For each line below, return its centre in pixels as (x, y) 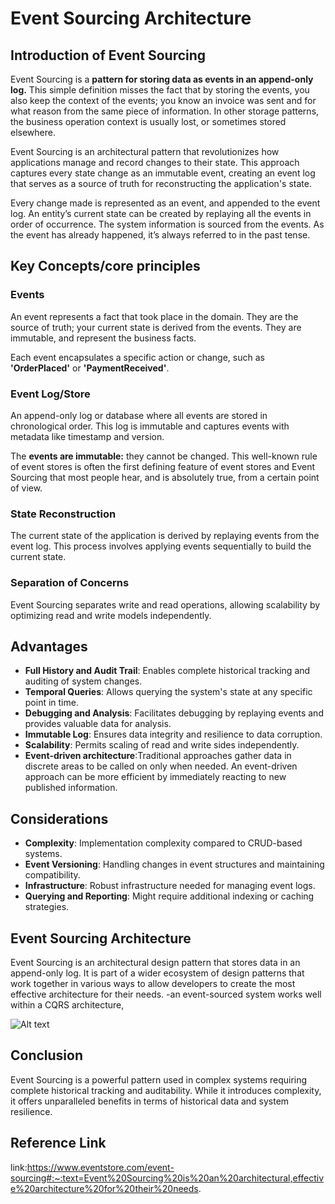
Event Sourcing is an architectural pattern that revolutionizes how (145, 151)
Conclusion (47, 1055)
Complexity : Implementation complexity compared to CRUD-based (163, 843)
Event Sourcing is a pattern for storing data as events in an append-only (162, 79)
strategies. (47, 907)
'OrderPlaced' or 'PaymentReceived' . (90, 368)
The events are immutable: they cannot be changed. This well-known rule (164, 456)
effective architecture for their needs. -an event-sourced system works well (166, 994)
